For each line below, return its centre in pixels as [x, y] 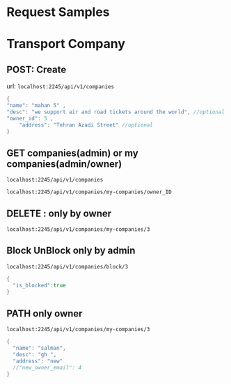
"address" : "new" [38, 361]
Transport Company [66, 44]
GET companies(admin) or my [72, 153]
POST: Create [37, 69]
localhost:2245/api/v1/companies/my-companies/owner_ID [89, 192]
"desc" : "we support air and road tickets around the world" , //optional [116, 112]
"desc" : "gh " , [35, 355]
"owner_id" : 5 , [30, 118]
